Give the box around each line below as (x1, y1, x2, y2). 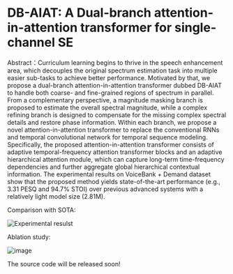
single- (174, 20, 217, 36)
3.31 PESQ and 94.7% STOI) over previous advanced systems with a (7, 185, 204, 193)
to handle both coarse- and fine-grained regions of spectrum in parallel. (7, 89, 214, 97)
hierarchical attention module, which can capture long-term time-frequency (7, 155, 225, 163)
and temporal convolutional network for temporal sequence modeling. (7, 132, 208, 141)
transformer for (80, 20, 172, 36)
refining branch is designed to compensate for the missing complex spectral (7, 110, 227, 119)
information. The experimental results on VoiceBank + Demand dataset (7, 169, 211, 178)
